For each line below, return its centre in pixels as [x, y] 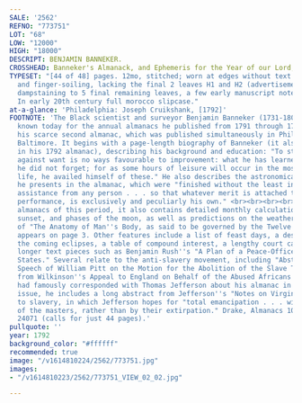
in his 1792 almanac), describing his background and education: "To [150, 151]
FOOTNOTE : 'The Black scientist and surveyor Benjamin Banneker [132, 118]
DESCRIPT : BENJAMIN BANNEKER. [66, 59]
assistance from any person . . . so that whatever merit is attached [152, 193]
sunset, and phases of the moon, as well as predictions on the [140, 218]
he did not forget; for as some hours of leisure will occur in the [148, 168]
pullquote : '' [36, 327]
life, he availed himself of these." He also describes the [132, 176]
